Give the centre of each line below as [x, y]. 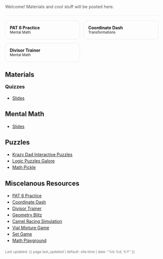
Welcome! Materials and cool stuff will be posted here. [60, 7]
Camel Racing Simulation [37, 221]
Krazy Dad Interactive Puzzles [42, 155]
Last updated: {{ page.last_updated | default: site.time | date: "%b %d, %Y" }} [70, 252]
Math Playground [29, 240]
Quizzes [15, 87]
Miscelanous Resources [42, 183]
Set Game [22, 234]
